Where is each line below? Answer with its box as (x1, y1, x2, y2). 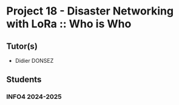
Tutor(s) (6, 41, 38, 51)
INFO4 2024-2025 (6, 92, 62, 101)
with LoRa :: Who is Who (6, 17, 132, 31)
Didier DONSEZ (15, 57, 54, 64)
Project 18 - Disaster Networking (6, 4, 174, 18)
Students (6, 74, 42, 85)
